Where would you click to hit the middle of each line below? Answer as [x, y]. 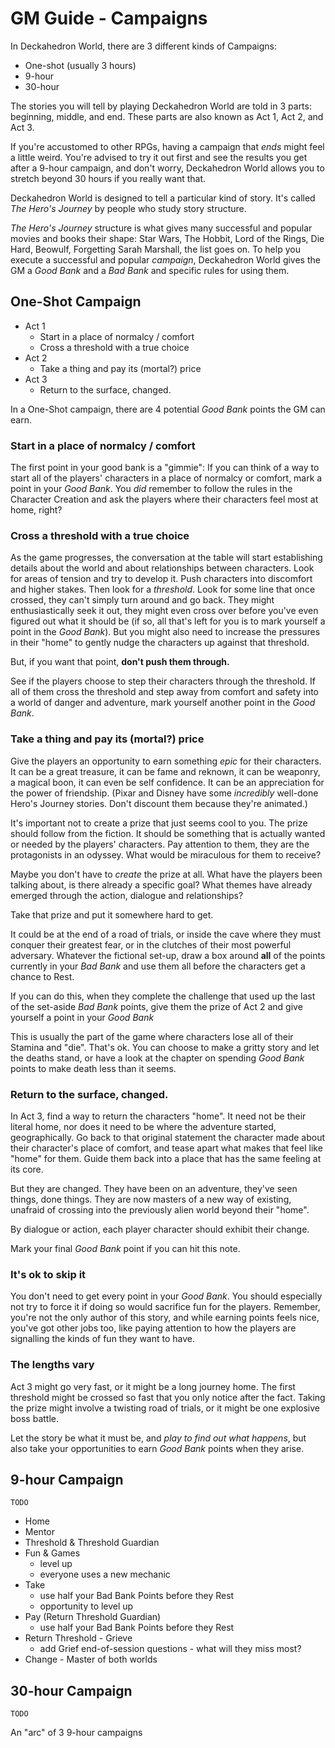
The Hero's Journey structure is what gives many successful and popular [161, 228]
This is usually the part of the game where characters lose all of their [152, 1036]
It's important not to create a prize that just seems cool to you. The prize [159, 823]
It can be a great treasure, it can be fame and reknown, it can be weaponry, [165, 771]
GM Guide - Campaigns [109, 18]
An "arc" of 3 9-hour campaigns [76, 1733]
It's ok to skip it [48, 1274]
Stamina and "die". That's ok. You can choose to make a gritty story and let [165, 1047]
